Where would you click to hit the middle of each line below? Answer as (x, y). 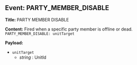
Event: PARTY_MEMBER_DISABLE (57, 8)
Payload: (14, 43)
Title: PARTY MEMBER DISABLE (37, 19)
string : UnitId (33, 57)
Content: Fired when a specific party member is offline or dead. (69, 29)
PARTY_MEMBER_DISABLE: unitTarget (40, 33)
